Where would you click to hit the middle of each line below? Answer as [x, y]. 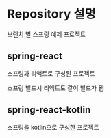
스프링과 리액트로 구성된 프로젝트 [51, 73]
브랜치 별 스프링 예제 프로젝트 [47, 34]
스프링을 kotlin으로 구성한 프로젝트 [53, 127]
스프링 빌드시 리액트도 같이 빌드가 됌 [56, 88]
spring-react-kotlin [49, 110]
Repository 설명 [51, 14]
